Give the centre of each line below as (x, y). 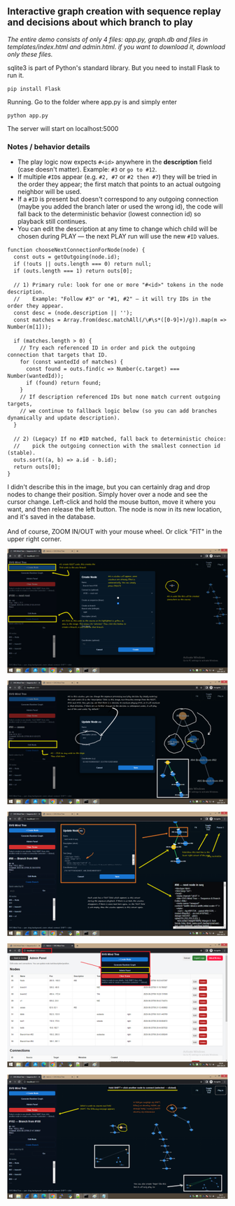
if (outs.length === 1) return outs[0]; (73, 271)
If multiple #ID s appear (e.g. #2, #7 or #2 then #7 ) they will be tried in (117, 177)
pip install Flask (34, 89)
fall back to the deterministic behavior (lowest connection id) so (109, 214)
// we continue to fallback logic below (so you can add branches (119, 411)
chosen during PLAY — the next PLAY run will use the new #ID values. (118, 237)
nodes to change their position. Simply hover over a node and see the (107, 495)
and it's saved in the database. (51, 517)
